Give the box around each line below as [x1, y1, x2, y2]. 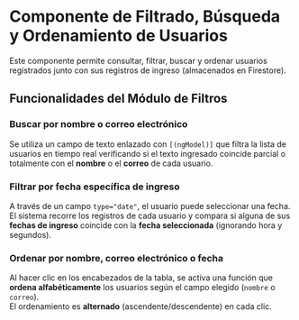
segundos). [9, 229, 52, 240]
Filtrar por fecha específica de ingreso [9, 180, 180, 193]
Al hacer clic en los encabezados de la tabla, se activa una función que [9, 272, 273, 283]
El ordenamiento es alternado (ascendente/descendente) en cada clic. [9, 301, 272, 312]
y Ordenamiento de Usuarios [9, 25, 228, 46]
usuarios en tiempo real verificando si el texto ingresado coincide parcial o [9, 148, 286, 159]
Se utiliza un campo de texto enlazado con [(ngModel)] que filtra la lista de [9, 138, 286, 150]
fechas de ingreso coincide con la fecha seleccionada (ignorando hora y [9, 219, 283, 231]
